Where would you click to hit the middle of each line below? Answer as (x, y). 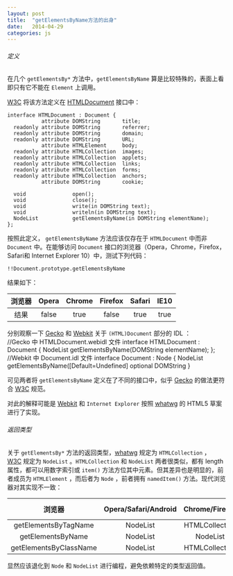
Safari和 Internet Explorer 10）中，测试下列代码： (78, 256)
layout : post (26, 14)
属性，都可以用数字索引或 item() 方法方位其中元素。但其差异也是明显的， (112, 470)
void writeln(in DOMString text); (85, 212)
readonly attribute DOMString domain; (79, 134)
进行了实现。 (25, 412)
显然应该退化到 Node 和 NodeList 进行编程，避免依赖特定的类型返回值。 (108, 566)
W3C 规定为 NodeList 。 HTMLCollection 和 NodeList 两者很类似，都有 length (115, 461)
